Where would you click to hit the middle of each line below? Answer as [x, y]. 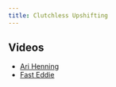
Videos [26, 48]
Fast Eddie [37, 75]
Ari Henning [39, 66]
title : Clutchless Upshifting [58, 15]
